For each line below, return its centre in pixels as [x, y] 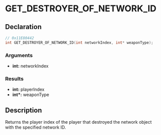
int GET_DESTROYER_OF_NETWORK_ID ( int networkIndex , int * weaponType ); [79, 42]
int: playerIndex [28, 90]
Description [23, 110]
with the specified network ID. [36, 127]
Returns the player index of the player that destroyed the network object [79, 122]
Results [14, 78]
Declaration [23, 27]
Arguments [19, 55]
